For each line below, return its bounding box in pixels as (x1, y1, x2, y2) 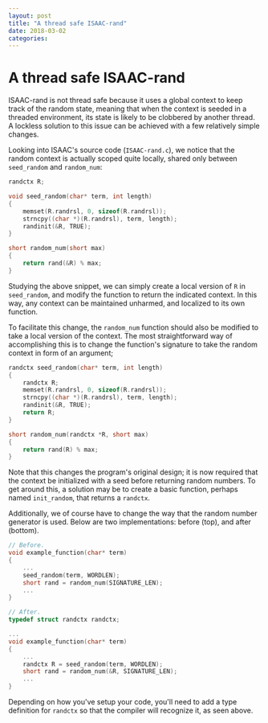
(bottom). (8, 526, 39, 536)
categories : (8, 34, 48, 43)
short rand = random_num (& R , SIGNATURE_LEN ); (22, 668, 178, 676)
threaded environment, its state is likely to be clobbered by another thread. (8, 113, 255, 122)
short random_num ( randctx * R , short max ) (8, 430, 149, 438)
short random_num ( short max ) (8, 244, 106, 253)
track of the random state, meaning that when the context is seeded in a (8, 104, 247, 113)
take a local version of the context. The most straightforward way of (8, 331, 233, 340)
